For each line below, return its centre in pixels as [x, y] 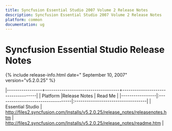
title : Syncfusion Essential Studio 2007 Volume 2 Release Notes [77, 10]
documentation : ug [25, 24]
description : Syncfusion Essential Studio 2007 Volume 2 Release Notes [83, 15]
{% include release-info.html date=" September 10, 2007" [66, 75]
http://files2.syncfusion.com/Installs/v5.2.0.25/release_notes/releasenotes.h [86, 112]
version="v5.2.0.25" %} [30, 81]
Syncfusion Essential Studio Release [85, 50]
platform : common [24, 20]
